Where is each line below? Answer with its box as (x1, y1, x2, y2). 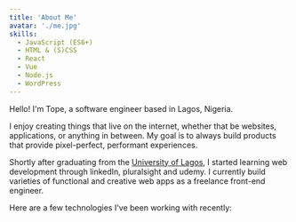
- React (17, 54, 46, 63)
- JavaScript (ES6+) (17, 37, 93, 47)
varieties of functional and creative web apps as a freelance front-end (9, 175, 266, 186)
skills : (9, 29, 38, 38)
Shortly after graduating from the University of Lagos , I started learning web (9, 156, 288, 167)
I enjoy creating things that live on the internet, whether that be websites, (9, 121, 277, 131)
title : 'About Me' (9, 12, 77, 22)
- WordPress (17, 79, 62, 88)
